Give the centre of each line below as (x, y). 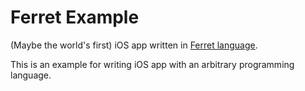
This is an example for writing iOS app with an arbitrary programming (152, 64)
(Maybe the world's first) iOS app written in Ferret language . (134, 45)
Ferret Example (75, 17)
